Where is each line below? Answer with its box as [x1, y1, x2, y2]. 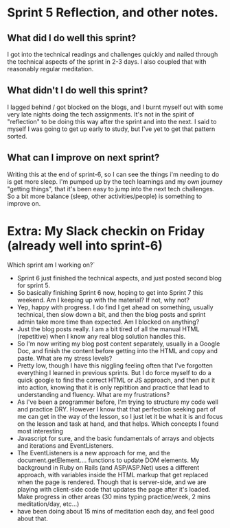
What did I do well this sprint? [7, 32, 137, 44]
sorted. [7, 132, 27, 140]
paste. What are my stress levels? [16, 354, 113, 362]
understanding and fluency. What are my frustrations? [16, 390, 170, 398]
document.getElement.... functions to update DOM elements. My [16, 456, 200, 464]
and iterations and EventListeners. [16, 441, 114, 450]
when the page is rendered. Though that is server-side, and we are [16, 478, 207, 486]
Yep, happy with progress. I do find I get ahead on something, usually [16, 303, 214, 311]
